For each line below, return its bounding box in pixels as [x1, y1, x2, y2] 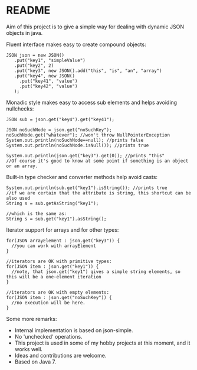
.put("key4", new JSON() [14, 73, 75, 79]
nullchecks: [6, 105, 34, 112]
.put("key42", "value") [19, 83, 78, 89]
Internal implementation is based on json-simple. [14, 326, 133, 334]
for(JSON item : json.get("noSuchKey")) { [6, 294, 112, 300]
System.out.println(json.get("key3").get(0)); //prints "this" [6, 152, 165, 158]
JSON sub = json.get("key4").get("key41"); [6, 116, 115, 122]
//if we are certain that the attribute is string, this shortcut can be [6, 190, 192, 196]
